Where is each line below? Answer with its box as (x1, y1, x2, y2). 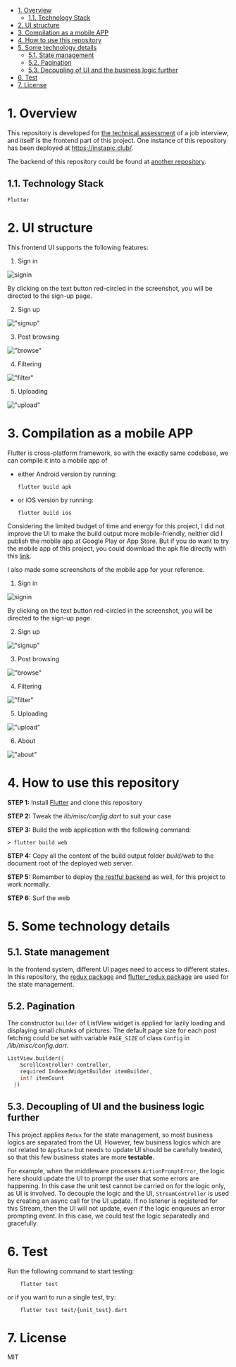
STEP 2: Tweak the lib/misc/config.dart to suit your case (7, 811, 171, 820)
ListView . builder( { (7, 1055, 65, 1062)
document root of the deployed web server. (7, 859, 134, 867)
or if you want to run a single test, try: (7, 1292, 116, 1302)
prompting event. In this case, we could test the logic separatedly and (7, 1211, 210, 1220)
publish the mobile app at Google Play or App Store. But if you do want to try (7, 537, 230, 545)
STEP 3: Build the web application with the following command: (7, 825, 192, 834)
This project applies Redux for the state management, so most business (7, 1130, 213, 1139)
